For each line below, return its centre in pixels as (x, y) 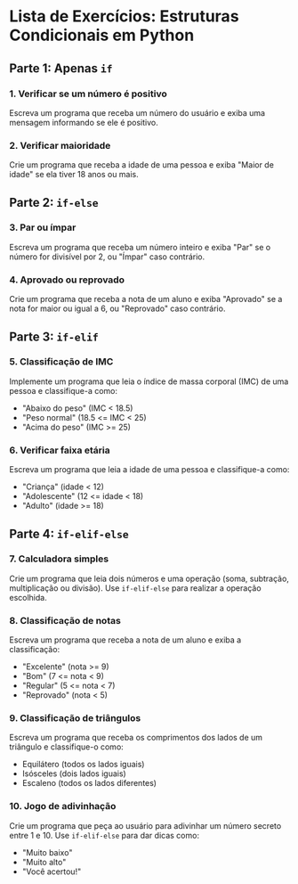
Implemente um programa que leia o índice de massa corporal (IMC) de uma (149, 381)
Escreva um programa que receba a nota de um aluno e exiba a (125, 640)
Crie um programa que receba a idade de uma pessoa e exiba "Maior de (141, 165)
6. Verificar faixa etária (60, 450)
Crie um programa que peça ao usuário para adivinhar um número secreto (145, 825)
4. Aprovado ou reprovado (67, 280)
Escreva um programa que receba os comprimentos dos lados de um (136, 738)
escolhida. (28, 597)
